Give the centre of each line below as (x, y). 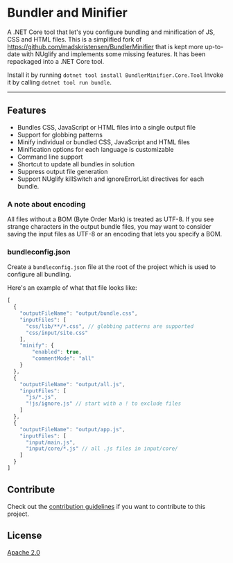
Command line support (50, 157)
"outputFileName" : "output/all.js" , (73, 384)
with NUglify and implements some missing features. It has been (113, 54)
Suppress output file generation (62, 171)
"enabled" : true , (57, 352)
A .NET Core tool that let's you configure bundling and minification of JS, (111, 32)
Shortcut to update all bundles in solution (76, 164)
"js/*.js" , (41, 397)
